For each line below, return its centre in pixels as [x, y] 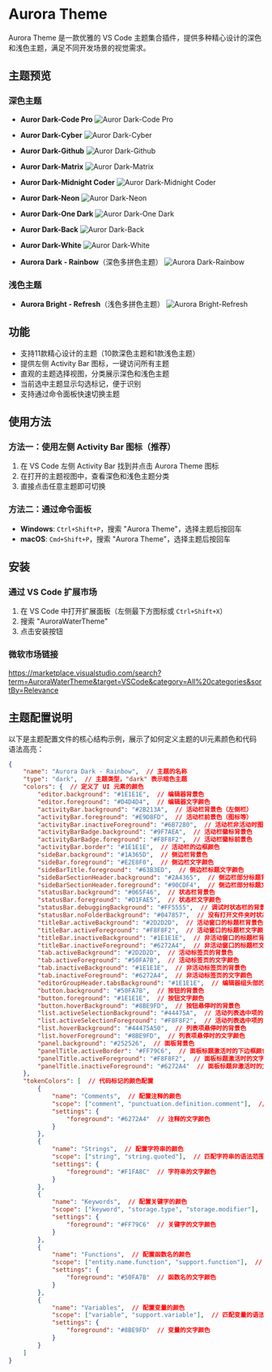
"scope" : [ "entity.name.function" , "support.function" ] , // [157, 1262]
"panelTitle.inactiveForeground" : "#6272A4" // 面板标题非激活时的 [150, 1066]
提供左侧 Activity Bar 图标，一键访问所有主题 [95, 363]
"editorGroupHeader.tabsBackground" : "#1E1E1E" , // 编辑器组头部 [148, 983]
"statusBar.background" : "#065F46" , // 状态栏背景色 [126, 893]
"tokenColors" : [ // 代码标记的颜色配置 [88, 1081]
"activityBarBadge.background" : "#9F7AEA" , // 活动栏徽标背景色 [145, 832]
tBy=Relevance [34, 690]
